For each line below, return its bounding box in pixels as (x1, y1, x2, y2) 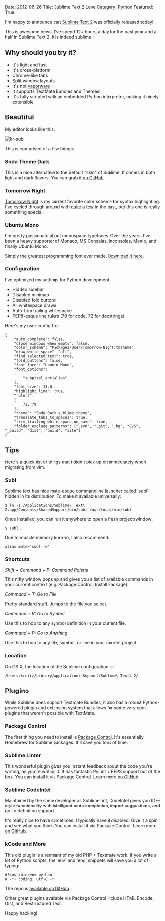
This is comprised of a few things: (5, 145, 74, 151)
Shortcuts (5, 555, 30, 562)
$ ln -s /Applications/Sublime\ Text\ (5, 503, 85, 508)
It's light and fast (12, 62, 47, 68)
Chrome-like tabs (12, 72, 48, 78)
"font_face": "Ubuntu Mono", (14, 362, 74, 367)
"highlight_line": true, (14, 388, 65, 394)
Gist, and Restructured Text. (5, 900, 62, 906)
